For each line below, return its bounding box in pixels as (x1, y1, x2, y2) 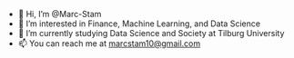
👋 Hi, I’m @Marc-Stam (17, 9, 102, 19)
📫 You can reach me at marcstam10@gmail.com (17, 38, 201, 49)
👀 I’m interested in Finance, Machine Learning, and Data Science (17, 18, 261, 29)
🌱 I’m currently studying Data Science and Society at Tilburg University (17, 28, 285, 38)
